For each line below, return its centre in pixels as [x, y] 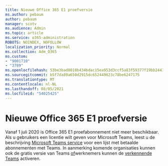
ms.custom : [16, 56]
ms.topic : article [24, 33]
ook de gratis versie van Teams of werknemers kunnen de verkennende [79, 153]
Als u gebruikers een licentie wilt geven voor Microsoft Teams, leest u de [80, 137]
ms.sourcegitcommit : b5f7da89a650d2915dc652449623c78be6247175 [72, 75]
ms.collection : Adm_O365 [31, 51]
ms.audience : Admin [25, 28]
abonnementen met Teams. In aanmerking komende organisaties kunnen [80, 148]
